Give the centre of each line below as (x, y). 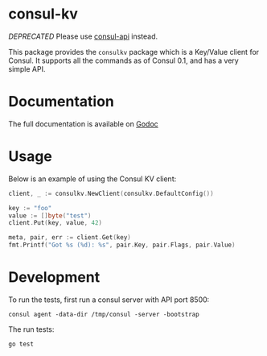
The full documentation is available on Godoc (83, 124)
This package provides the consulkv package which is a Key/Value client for (134, 52)
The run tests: (31, 329)
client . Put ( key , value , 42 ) (55, 223)
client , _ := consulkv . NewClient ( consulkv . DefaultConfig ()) (111, 193)
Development (54, 277)
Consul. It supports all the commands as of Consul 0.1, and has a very (123, 60)
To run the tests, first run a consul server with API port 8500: (109, 300)
